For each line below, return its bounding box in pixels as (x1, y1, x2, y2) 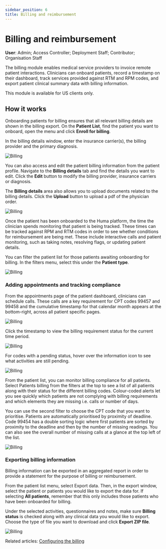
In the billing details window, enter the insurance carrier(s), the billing (5, 138, 146, 144)
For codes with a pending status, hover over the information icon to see (5, 352, 151, 358)
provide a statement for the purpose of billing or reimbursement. (5, 473, 137, 479)
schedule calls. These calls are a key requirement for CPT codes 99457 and (5, 298, 160, 304)
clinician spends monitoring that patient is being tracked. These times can (5, 223, 156, 229)
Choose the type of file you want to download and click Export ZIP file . (5, 519, 150, 525)
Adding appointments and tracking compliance (5, 282, 121, 289)
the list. (5, 434, 20, 440)
